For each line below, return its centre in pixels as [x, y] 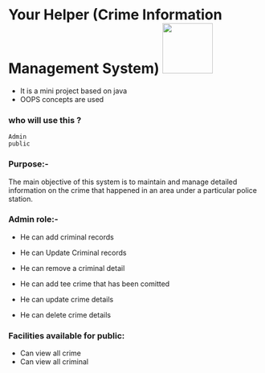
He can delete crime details [65, 314]
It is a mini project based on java [73, 91]
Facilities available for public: [67, 335]
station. [21, 199]
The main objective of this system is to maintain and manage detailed [123, 182]
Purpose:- [29, 164]
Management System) [84, 69]
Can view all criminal [54, 362]
